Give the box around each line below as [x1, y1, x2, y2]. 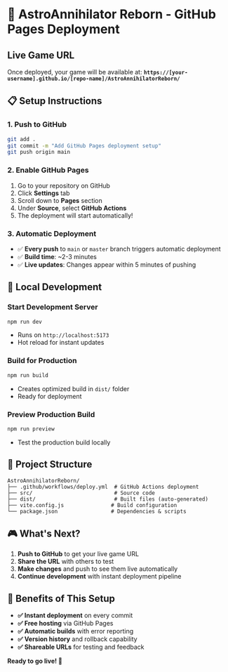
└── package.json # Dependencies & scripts [7, 508, 187, 515]
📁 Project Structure [7, 459, 93, 470]
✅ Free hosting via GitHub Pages [17, 619, 114, 628]
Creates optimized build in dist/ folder [17, 384, 130, 393]
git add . [7, 136, 36, 143]
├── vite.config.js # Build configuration [7, 501, 177, 508]
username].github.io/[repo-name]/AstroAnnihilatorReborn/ [7, 75, 180, 82]
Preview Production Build [7, 409, 95, 419]
